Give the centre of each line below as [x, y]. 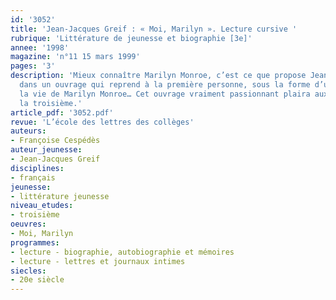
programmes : [35, 242]
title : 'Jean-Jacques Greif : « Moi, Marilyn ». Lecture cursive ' [154, 29]
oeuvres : [28, 224]
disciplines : [37, 168]
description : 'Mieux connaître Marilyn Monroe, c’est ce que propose [158, 76]
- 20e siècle [37, 280]
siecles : [28, 271]
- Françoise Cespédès [55, 141]
